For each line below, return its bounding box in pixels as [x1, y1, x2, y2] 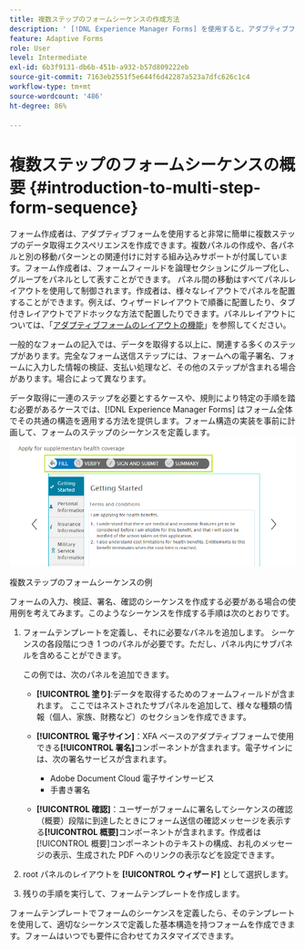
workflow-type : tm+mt [9, 82, 92, 91]
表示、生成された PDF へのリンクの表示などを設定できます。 [52, 850, 280, 861]
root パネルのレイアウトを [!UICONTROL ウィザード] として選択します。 [22, 869, 294, 880]
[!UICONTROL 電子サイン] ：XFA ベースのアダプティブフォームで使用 [36, 731, 294, 742]
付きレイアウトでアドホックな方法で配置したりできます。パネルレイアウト [9, 308, 289, 319]
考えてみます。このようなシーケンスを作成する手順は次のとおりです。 [33, 608, 294, 619]
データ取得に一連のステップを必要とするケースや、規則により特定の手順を [9, 392, 289, 403]
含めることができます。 [38, 650, 127, 661]
